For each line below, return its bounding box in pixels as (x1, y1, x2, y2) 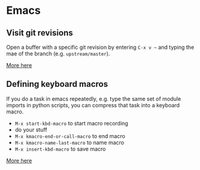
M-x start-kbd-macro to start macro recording (14, 119, 128, 127)
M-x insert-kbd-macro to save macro (14, 145, 106, 153)
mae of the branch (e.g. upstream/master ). (6, 50, 110, 57)
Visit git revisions (6, 28, 73, 38)
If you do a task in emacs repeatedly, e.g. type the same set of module (6, 95, 181, 102)
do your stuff (14, 126, 48, 133)
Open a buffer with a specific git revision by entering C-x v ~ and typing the (6, 43, 195, 51)
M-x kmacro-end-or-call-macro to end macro (14, 132, 125, 139)
